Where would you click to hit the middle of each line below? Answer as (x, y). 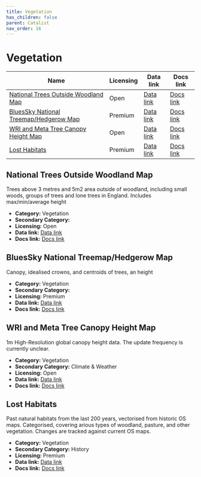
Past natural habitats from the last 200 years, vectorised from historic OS (96, 418)
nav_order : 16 (24, 28)
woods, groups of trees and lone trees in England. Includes (79, 195)
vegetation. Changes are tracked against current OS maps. (79, 432)
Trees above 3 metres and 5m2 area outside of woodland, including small (97, 189)
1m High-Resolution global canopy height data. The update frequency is (95, 342)
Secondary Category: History (52, 450)
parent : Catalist (28, 23)
